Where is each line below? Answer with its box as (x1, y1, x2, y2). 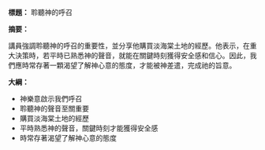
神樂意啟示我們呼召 (19, 94, 83, 103)
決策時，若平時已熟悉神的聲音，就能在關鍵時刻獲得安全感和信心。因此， (14, 51, 250, 60)
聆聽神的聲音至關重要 (19, 104, 89, 113)
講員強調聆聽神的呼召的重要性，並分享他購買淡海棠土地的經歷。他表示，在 (8, 41, 250, 50)
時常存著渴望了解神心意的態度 (19, 134, 117, 142)
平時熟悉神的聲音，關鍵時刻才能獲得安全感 (19, 123, 159, 133)
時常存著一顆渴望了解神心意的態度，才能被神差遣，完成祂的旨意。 (21, 60, 237, 70)
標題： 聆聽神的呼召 (8, 8, 73, 16)
